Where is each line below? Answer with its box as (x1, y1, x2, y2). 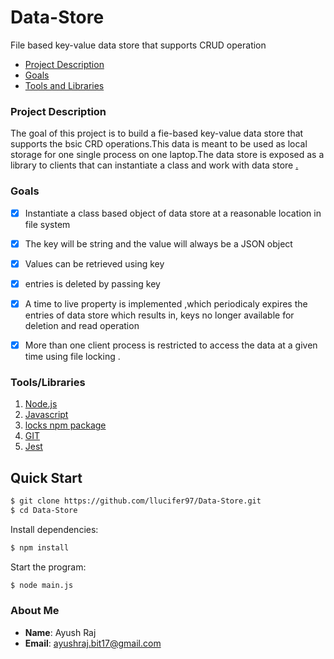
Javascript (24, 409, 69, 421)
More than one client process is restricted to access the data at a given (24, 339, 318, 351)
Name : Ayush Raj (24, 626, 97, 638)
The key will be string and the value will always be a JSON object (24, 237, 293, 250)
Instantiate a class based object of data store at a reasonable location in (24, 207, 322, 219)
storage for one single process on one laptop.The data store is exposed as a (10, 149, 325, 161)
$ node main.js (10, 580, 74, 590)
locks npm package (24, 419, 107, 431)
